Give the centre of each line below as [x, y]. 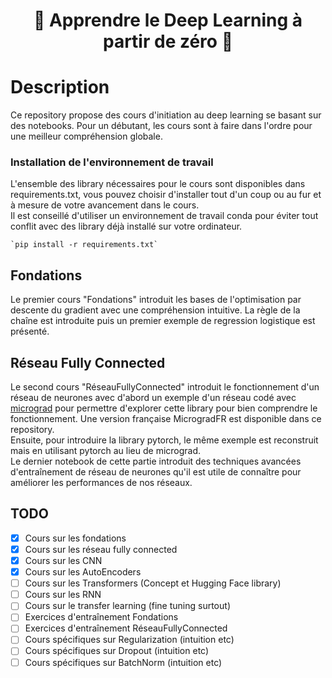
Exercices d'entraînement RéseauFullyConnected [126, 628]
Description [60, 87]
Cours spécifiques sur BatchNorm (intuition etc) [123, 662]
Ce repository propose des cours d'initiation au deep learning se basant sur [166, 115]
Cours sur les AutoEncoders [83, 572]
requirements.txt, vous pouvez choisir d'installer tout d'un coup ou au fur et [166, 195]
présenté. [30, 331]
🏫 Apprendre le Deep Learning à [168, 20]
